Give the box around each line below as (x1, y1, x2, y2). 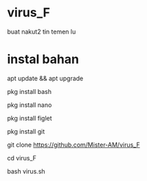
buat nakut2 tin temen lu (7, 27, 76, 36)
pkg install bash (7, 87, 52, 95)
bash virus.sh (7, 167, 46, 176)
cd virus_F (7, 154, 36, 162)
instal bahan (7, 51, 79, 67)
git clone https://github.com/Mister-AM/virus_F (7, 141, 140, 149)
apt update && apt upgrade (7, 74, 84, 82)
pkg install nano (7, 101, 52, 109)
